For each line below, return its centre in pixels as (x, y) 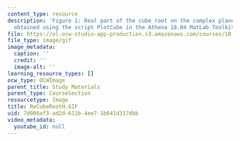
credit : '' (30, 61)
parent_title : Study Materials (54, 87)
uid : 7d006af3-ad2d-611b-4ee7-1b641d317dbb (73, 113)
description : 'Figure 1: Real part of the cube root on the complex (111, 21)
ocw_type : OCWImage (36, 80)
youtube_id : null (40, 126)
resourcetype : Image (38, 100)
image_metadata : (31, 47)
